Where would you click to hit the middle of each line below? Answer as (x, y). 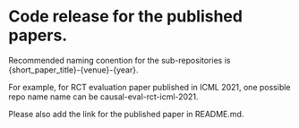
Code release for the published (126, 17)
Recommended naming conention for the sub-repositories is (120, 60)
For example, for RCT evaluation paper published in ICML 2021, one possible (150, 87)
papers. (38, 35)
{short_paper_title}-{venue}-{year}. (73, 70)
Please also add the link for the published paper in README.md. (126, 114)
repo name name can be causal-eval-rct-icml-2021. (103, 97)
